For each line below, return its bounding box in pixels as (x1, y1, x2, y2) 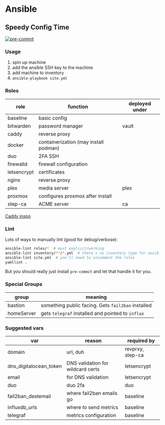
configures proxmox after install (38, 193, 112, 199)
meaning (85, 293, 107, 300)
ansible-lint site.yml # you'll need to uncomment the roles (5, 255, 135, 260)
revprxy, (124, 345, 144, 352)
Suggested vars (5, 324, 44, 331)
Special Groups (5, 281, 43, 288)
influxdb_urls (7, 404, 37, 411)
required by (127, 337, 155, 344)
